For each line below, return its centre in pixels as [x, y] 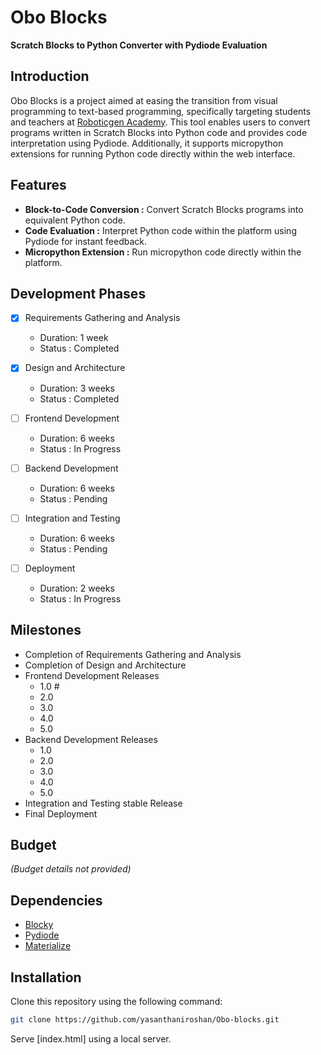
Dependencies [56, 900]
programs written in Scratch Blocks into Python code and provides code [159, 132]
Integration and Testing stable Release [103, 803]
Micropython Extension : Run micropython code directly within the [163, 252]
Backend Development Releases [91, 739]
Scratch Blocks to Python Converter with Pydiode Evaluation [139, 45]
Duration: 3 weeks [77, 388]
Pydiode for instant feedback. [86, 241]
